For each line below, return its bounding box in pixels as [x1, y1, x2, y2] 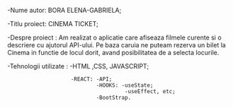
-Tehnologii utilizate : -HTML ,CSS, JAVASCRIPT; [7, 62, 149, 70]
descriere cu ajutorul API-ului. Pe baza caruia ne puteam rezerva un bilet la [7, 41, 227, 49]
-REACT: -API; [70, 76, 113, 83]
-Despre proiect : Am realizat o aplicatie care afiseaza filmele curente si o [7, 33, 222, 42]
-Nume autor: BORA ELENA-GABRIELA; [7, 6, 122, 14]
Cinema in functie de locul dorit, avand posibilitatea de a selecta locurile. [7, 49, 220, 56]
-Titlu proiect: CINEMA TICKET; [7, 20, 98, 28]
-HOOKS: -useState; [96, 82, 154, 89]
